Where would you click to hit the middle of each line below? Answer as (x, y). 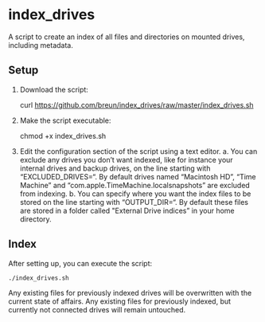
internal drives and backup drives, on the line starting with (115, 168)
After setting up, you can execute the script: (80, 263)
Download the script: (54, 89)
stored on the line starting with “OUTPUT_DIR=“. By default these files (134, 202)
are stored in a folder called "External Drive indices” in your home (127, 210)
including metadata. (41, 45)
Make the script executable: (65, 120)
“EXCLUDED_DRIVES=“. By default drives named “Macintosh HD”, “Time (138, 176)
